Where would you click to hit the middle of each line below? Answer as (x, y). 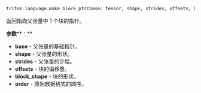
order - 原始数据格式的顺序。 (51, 83)
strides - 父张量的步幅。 (45, 61)
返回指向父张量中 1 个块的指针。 (45, 20)
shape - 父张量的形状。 (44, 53)
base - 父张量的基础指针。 (48, 46)
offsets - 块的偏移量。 (42, 68)
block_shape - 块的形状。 (47, 76)
